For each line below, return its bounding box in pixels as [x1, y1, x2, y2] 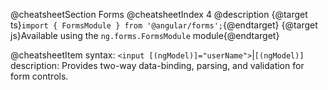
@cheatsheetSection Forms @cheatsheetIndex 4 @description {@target [10, 9, 308, 20]
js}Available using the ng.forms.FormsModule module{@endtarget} [10, 30, 280, 41]
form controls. [10, 70, 69, 82]
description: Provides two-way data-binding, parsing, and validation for [10, 60, 305, 71]
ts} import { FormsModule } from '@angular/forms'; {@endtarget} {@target [10, 19, 318, 31]
